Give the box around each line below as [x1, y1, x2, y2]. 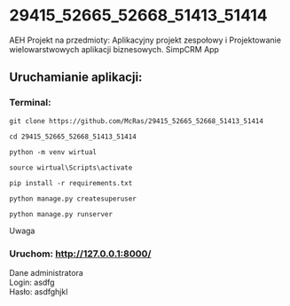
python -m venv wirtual [9, 147, 98, 156]
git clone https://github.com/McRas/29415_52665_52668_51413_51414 [9, 116, 264, 125]
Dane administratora [9, 267, 84, 278]
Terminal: [9, 97, 51, 109]
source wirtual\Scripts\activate [9, 163, 133, 172]
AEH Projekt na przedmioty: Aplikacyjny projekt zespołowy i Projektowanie [9, 35, 282, 45]
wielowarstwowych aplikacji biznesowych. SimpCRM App [9, 43, 220, 54]
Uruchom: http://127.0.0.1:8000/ [9, 247, 152, 260]
